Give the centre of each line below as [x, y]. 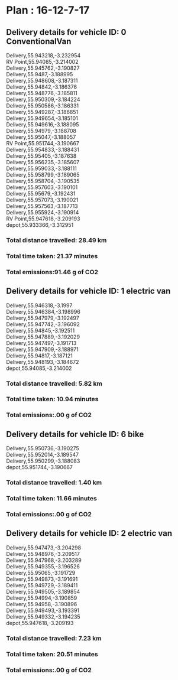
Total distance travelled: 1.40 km [54, 483]
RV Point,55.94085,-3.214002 [42, 62]
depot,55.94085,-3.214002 [39, 368]
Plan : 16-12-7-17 [48, 10]
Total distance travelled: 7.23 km [54, 638]
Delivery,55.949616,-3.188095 [43, 124]
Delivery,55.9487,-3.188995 [40, 74]
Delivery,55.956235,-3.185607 [43, 162]
